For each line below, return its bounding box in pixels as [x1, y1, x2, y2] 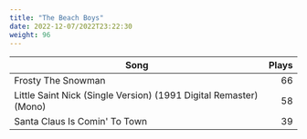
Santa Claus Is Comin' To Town [14, 115, 148, 128]
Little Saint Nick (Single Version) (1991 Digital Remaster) [14, 89, 259, 102]
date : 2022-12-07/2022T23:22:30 [9, 22, 132, 31]
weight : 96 [9, 30, 51, 39]
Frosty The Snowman [14, 74, 106, 87]
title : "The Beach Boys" [9, 13, 104, 23]
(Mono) [14, 101, 47, 114]
